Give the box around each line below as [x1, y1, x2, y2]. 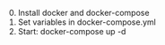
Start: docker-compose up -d [17, 26, 126, 36]
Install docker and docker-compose [17, 8, 150, 18]
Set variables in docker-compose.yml [17, 17, 157, 27]
